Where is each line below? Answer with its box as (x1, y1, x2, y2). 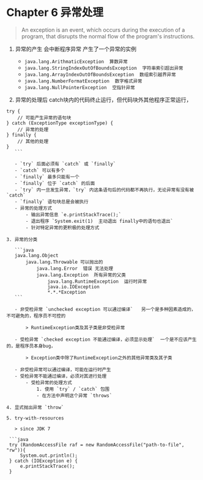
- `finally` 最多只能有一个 (14, 173, 79, 180)
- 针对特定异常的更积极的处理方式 (25, 224, 100, 231)
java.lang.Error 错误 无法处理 (36, 265, 113, 272)
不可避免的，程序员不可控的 (6, 313, 66, 319)
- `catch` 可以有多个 (14, 167, 65, 173)
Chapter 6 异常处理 (6, 5, 104, 20)
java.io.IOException (47, 283, 100, 290)
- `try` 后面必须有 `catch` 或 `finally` (14, 161, 116, 167)
